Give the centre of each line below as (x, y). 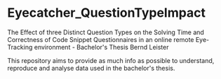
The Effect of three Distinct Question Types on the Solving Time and (106, 32)
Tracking (20, 47)
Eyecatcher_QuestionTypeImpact (106, 13)
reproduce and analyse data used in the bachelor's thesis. (91, 68)
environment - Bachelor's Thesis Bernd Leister (101, 47)
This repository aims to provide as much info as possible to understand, (111, 60)
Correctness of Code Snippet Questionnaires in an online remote (101, 39)
